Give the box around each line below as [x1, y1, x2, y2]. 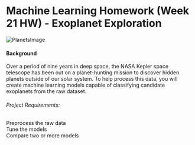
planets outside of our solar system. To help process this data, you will [6, 75, 178, 83]
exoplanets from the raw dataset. [6, 88, 87, 95]
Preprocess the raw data [6, 120, 66, 127]
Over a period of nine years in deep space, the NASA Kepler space [6, 63, 169, 70]
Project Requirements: [6, 101, 60, 108]
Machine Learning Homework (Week [6, 4, 190, 18]
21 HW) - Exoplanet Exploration [6, 17, 162, 30]
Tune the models [6, 126, 47, 133]
